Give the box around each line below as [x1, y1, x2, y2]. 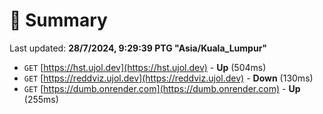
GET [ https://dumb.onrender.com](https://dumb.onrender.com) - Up [23, 82, 301, 94]
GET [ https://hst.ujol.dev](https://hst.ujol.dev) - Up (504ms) [23, 61, 267, 73]
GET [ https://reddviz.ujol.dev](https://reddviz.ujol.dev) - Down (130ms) [23, 72, 314, 84]
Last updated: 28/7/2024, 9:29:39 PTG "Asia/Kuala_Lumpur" [9, 42, 268, 54]
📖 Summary [9, 9, 108, 32]
